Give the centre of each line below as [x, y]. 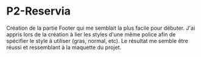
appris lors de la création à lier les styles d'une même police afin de [91, 34]
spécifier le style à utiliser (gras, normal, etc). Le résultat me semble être [97, 41]
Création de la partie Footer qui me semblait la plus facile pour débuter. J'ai [101, 28]
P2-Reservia [39, 11]
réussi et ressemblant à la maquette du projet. [64, 47]
